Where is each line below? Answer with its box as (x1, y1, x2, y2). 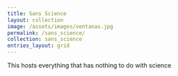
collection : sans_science (7, 36, 82, 43)
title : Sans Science (7, 10, 67, 17)
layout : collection (7, 17, 64, 23)
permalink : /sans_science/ (7, 29, 86, 37)
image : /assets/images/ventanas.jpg (7, 23, 113, 30)
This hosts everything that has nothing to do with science (7, 61, 172, 69)
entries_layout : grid (7, 42, 70, 49)
